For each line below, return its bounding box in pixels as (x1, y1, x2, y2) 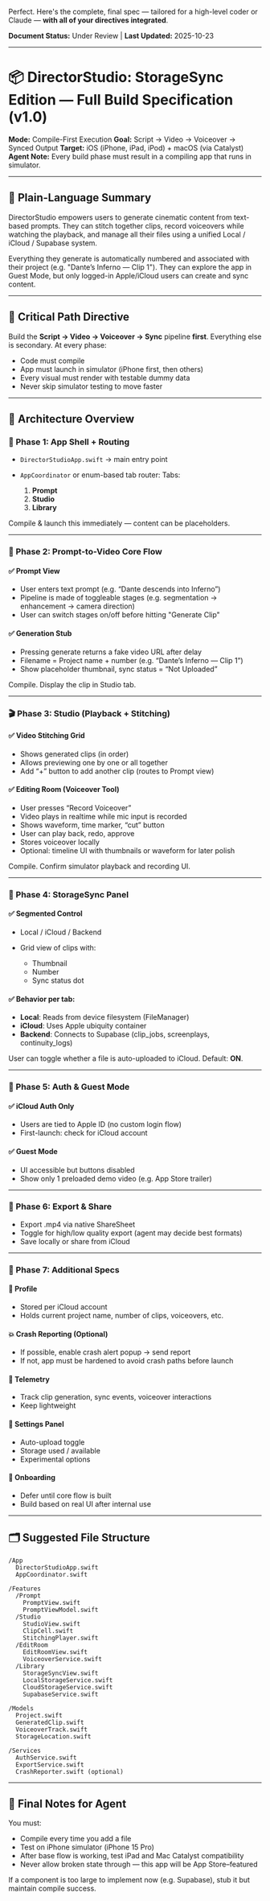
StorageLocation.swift (15, 1732, 92, 1741)
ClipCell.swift (22, 1627, 74, 1635)
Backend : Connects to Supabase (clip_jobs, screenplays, (19, 1029, 211, 1039)
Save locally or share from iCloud (19, 1236, 130, 1246)
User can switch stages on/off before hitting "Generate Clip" (19, 610, 221, 620)
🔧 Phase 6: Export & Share (8, 1201, 112, 1212)
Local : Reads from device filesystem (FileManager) (19, 1012, 190, 1022)
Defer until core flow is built (19, 1491, 112, 1500)
